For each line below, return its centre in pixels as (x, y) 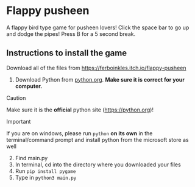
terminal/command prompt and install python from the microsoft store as (97, 139)
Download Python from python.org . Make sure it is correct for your (100, 79)
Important (19, 121)
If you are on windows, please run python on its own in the (80, 133)
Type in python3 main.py (46, 177)
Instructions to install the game (67, 53)
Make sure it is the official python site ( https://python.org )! (80, 110)
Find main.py (31, 158)
